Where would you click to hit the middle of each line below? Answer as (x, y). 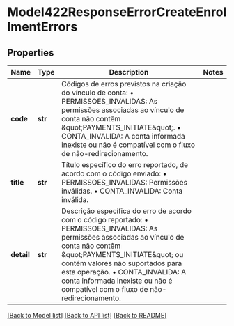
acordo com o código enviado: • (114, 173)
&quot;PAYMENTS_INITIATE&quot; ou (123, 255)
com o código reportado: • (105, 220)
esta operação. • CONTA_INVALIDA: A (124, 272)
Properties (31, 53)
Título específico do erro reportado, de (125, 165)
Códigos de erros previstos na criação (124, 84)
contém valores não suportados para (122, 263)
